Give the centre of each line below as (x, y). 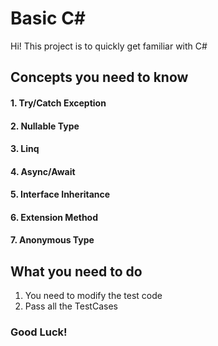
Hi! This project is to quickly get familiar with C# (109, 46)
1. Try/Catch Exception (58, 103)
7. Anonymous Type (52, 240)
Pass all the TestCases (71, 306)
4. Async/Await (43, 171)
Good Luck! (39, 332)
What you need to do (76, 271)
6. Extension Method (54, 217)
